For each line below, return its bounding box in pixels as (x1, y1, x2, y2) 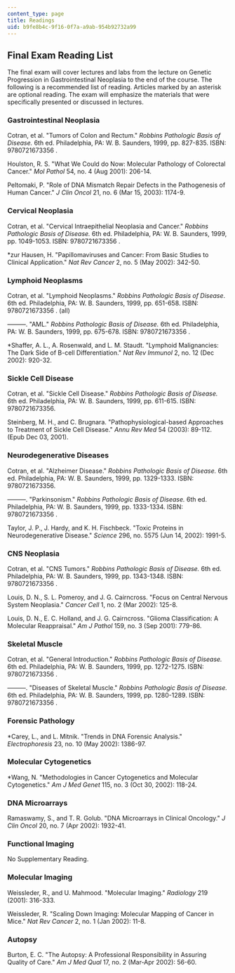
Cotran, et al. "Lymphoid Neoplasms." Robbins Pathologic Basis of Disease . (7, 292, 226, 300)
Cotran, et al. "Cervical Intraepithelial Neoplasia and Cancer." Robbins (7, 222, 209, 230)
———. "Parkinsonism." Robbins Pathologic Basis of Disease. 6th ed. (7, 495, 207, 503)
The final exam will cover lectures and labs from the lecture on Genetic (7, 68, 212, 77)
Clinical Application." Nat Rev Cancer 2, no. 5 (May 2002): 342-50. (7, 258, 201, 266)
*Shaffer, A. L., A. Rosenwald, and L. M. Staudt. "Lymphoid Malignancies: (7, 341, 219, 350)
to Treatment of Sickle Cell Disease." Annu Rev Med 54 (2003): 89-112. (7, 426, 213, 434)
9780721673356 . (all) (7, 306, 70, 315)
